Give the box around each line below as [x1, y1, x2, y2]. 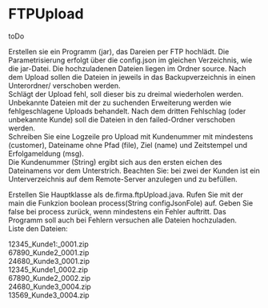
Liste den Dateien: [8, 223, 68, 233]
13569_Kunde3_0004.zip [8, 290, 90, 300]
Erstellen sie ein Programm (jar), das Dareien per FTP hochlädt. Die [8, 46, 230, 56]
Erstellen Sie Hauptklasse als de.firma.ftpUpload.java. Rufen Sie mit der [8, 190, 244, 199]
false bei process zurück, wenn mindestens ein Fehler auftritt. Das [8, 206, 226, 216]
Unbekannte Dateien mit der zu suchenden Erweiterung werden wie [8, 98, 232, 107]
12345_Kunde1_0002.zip [8, 265, 89, 274]
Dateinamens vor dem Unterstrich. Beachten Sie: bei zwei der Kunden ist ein [8, 166, 260, 175]
